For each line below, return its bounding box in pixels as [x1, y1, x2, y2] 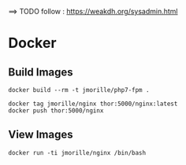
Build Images [8, 65, 73, 79]
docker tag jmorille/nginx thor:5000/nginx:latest [8, 100, 178, 108]
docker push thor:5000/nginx [8, 107, 104, 115]
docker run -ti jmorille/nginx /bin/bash [8, 148, 147, 156]
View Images [8, 128, 73, 141]
